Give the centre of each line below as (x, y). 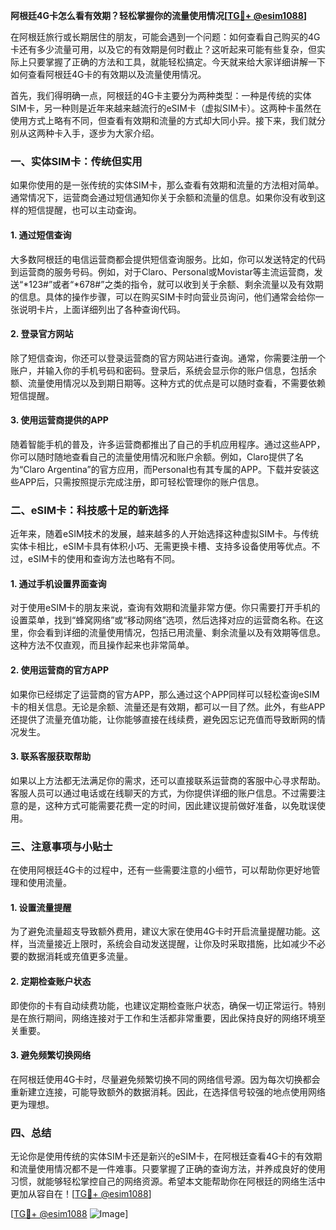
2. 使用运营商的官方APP (59, 670)
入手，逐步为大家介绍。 (111, 133)
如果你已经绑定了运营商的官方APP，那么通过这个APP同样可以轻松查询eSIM (165, 694)
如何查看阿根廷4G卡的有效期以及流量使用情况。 (108, 74)
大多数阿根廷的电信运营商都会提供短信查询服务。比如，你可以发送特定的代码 (168, 259)
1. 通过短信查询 (41, 235)
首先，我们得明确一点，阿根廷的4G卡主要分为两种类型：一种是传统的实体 (161, 95)
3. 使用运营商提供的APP (59, 420)
